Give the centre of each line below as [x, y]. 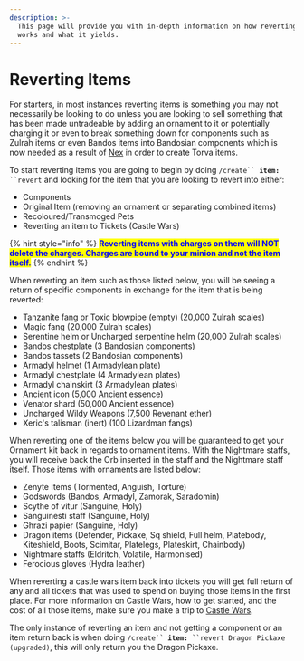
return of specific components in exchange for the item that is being [136, 290]
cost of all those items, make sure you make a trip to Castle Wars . [131, 610]
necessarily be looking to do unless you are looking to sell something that [146, 114]
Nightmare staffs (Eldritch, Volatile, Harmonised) [113, 554]
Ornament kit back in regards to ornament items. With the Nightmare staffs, [150, 450]
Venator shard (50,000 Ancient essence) [98, 404]
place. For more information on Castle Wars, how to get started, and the [143, 601]
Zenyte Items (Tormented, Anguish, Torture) [104, 487]
